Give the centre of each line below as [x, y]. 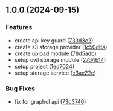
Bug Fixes [21, 89]
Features [19, 27]
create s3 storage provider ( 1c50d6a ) [61, 47]
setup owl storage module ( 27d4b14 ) [60, 59]
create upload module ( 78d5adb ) [56, 53]
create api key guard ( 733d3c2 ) [54, 40]
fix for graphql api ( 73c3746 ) [50, 101]
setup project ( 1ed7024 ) [44, 66]
